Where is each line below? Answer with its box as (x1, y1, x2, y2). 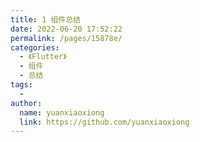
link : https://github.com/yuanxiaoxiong (19, 117, 190, 127)
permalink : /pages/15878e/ (10, 33, 123, 43)
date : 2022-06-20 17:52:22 (10, 24, 123, 34)
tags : (10, 80, 33, 90)
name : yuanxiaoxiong (19, 107, 105, 118)
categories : (10, 42, 60, 53)
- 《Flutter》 (19, 52, 67, 62)
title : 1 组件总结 (10, 14, 82, 25)
